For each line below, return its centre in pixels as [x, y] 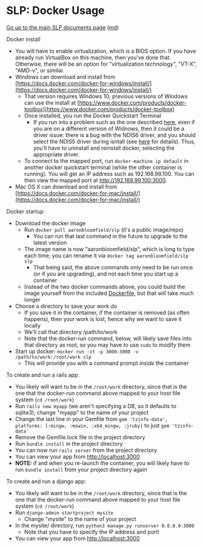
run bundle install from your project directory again [81, 470]
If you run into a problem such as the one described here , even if [114, 122]
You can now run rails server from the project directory [86, 450]
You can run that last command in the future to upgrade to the [110, 236]
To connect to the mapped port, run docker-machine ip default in [106, 161]
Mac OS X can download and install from [66, 187]
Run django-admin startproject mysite [64, 512]
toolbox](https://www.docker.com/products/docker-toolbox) [99, 109]
